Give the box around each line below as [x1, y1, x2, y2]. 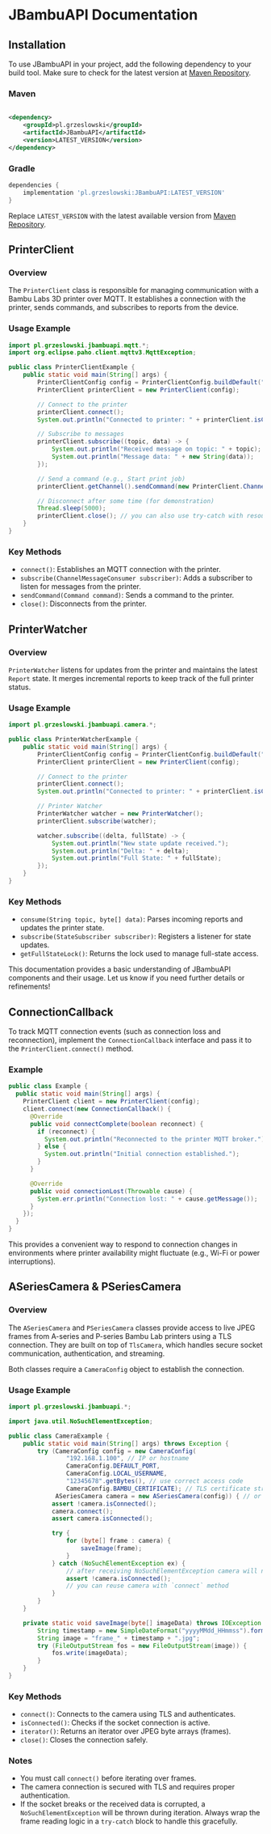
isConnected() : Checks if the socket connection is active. [19, 1718, 211, 1728]
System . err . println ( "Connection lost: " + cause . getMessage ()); [37, 1195, 258, 1203]
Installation [8, 38, 66, 52]
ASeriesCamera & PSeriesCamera [8, 1280, 181, 1294]
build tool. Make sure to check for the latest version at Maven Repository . [8, 68, 252, 78]
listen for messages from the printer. [19, 582, 141, 591]
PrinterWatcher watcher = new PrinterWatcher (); [37, 810, 204, 818]
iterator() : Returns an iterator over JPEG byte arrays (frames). [19, 1726, 231, 1736]
